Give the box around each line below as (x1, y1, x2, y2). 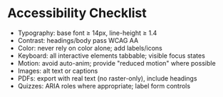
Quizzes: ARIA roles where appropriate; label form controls (17, 81, 191, 90)
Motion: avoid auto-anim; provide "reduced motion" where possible (17, 58, 216, 67)
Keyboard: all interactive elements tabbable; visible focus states (17, 51, 205, 60)
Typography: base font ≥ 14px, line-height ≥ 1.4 (17, 29, 157, 37)
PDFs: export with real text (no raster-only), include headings (17, 73, 197, 83)
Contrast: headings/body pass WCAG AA (17, 36, 139, 44)
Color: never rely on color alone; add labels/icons (17, 44, 162, 52)
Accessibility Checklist (7, 5, 147, 21)
